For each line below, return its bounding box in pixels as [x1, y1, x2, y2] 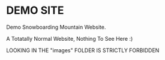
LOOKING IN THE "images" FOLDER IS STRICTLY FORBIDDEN [6, 46, 160, 54]
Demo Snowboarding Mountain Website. [6, 23, 106, 31]
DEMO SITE [6, 4, 64, 17]
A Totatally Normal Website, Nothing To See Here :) [6, 35, 133, 42]
